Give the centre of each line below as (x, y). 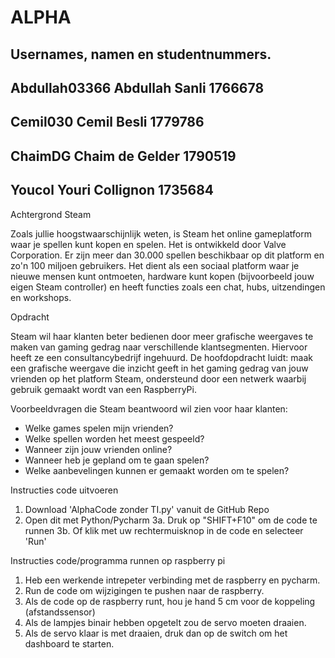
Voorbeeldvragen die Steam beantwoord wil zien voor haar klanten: (149, 408)
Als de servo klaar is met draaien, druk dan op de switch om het (156, 633)
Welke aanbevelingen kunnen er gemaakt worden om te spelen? (157, 470)
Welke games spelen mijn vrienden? (99, 428)
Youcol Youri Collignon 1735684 (112, 190)
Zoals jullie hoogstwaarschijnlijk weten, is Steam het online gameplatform (161, 233)
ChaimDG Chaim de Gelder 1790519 (123, 156)
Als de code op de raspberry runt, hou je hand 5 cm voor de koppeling (170, 601)
